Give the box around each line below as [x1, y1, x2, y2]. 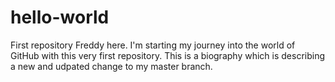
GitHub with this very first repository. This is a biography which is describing [10, 49, 326, 61]
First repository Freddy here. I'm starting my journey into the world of [10, 39, 296, 51]
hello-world [10, 6, 110, 29]
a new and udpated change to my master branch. [10, 60, 213, 72]
